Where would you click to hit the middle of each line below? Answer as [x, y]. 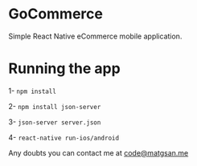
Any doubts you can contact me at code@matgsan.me [98, 152]
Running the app [64, 69]
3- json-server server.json [55, 122]
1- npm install [32, 91]
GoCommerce [55, 14]
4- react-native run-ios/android [64, 137]
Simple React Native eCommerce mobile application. [95, 36]
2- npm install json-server [55, 106]
